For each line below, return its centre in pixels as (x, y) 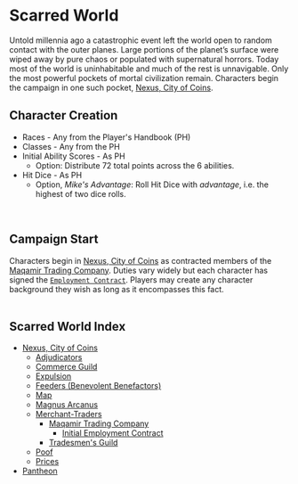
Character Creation (64, 115)
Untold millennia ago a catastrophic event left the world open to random (141, 40)
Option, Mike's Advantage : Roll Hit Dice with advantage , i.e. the (152, 185)
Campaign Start (54, 239)
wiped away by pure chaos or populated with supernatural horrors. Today (144, 59)
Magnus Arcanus (67, 405)
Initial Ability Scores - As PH (74, 156)
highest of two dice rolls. (81, 193)
